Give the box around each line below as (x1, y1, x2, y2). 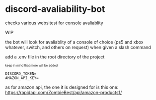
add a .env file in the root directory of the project (5, 53, 105, 60)
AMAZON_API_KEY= (5, 75, 39, 80)
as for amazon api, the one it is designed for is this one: (5, 84, 119, 90)
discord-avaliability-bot (5, 3, 105, 15)
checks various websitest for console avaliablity (5, 20, 103, 26)
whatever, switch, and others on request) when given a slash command (5, 44, 152, 50)
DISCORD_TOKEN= (5, 71, 37, 76)
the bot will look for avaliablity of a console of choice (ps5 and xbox (5, 39, 144, 45)
